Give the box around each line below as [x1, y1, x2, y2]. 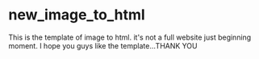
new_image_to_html [8, 6, 145, 24]
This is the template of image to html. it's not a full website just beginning [8, 32, 252, 42]
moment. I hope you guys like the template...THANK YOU [8, 40, 198, 50]
